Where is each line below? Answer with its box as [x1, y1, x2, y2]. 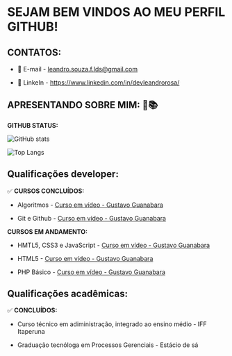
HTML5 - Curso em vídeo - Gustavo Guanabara [17, 254, 154, 262]
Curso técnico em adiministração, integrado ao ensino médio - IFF [17, 320, 207, 328]
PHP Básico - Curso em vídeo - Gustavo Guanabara [17, 268, 165, 276]
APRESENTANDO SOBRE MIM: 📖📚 [7, 99, 158, 111]
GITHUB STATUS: [7, 121, 58, 129]
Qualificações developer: [7, 168, 119, 180]
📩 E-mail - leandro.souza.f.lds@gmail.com [17, 65, 138, 73]
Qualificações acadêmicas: [7, 288, 129, 300]
